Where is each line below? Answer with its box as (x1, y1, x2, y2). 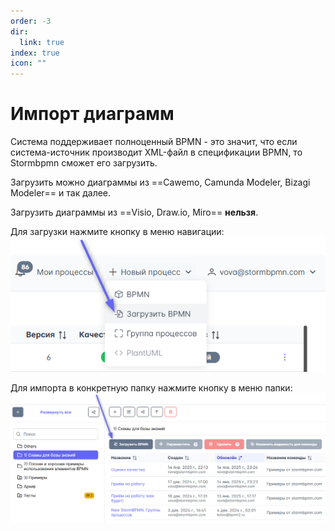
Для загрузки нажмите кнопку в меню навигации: (10, 226, 225, 238)
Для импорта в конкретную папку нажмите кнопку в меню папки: (10, 382, 293, 394)
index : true (10, 48, 60, 58)
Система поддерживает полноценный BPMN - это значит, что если (10, 136, 298, 148)
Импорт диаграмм (10, 103, 175, 125)
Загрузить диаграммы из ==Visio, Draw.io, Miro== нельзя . (10, 206, 259, 219)
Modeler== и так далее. (10, 187, 112, 199)
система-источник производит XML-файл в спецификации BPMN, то (10, 146, 303, 159)
